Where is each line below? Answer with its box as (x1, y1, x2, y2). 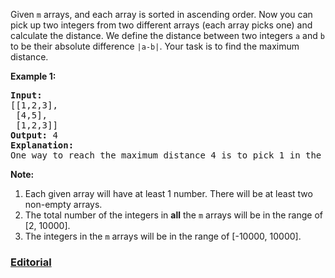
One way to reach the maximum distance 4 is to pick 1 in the (10, 150, 322, 161)
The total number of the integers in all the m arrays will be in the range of (24, 209, 323, 221)
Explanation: (10, 140, 75, 151)
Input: (10, 90, 43, 101)
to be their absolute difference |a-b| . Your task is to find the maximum (10, 40, 300, 52)
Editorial (10, 255, 52, 269)
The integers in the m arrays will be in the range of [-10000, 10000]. (24, 230, 302, 242)
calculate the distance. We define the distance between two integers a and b (10, 30, 325, 41)
